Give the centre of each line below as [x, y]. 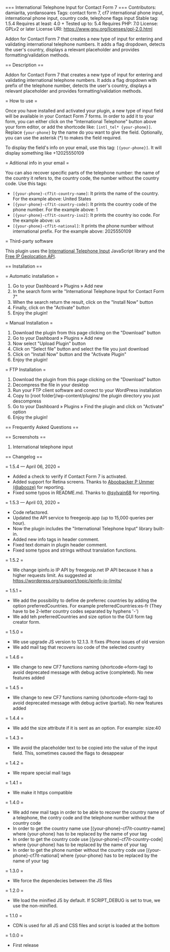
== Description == [25, 65]
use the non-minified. [35, 906]
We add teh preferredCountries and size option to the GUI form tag [82, 617]
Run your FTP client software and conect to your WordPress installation [87, 390]
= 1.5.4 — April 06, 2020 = [33, 467]
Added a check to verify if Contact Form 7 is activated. [70, 476]
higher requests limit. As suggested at [52, 575]
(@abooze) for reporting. [39, 487]
